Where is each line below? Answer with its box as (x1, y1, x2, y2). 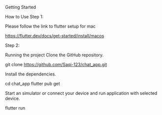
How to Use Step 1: (5, 14, 44, 19)
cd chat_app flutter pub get (5, 81, 60, 86)
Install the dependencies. (5, 71, 56, 77)
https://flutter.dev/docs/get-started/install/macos (5, 33, 105, 38)
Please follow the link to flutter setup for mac (5, 23, 96, 29)
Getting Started (5, 4, 36, 10)
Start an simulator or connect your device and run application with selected (5, 90, 158, 96)
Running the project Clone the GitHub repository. (5, 52, 104, 58)
